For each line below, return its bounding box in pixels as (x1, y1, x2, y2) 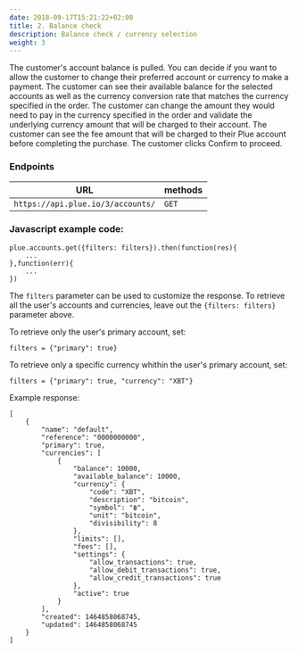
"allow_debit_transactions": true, (88, 566, 221, 574)
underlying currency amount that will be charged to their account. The (9, 120, 268, 130)
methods (163, 184, 203, 196)
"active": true (72, 589, 129, 598)
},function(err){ (9, 259, 74, 268)
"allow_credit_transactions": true (88, 573, 221, 583)
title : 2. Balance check (9, 21, 102, 30)
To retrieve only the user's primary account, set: (9, 326, 186, 337)
